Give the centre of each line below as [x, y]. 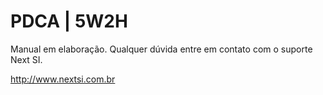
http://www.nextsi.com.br [63, 79]
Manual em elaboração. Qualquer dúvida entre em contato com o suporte [161, 49]
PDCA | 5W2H [69, 21]
